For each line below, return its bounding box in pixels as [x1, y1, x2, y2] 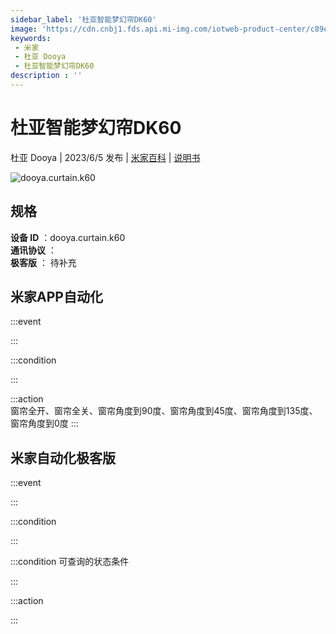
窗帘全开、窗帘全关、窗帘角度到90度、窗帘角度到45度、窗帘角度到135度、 [10, 405, 318, 417]
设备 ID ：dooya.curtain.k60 [10, 231, 126, 243]
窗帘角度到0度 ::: [10, 417, 79, 430]
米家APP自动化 [10, 289, 103, 306]
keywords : [10, 33, 52, 43]
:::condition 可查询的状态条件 [10, 556, 130, 568]
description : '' [10, 71, 83, 81]
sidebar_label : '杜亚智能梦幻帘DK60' [10, 14, 157, 25]
